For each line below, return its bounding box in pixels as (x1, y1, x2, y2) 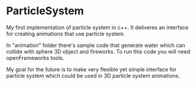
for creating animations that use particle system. (6, 30, 125, 37)
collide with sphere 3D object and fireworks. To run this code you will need (6, 48, 191, 55)
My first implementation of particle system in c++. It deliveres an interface (6, 24, 189, 31)
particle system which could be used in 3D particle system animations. (6, 72, 180, 79)
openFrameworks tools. (6, 54, 65, 61)
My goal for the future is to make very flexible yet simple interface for (6, 65, 177, 73)
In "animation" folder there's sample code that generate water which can (6, 42, 185, 49)
